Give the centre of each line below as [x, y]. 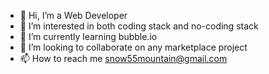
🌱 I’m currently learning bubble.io [88, 36]
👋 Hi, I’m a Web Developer [73, 15]
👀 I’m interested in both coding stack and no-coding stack [139, 26]
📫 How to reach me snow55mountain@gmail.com [123, 58]
